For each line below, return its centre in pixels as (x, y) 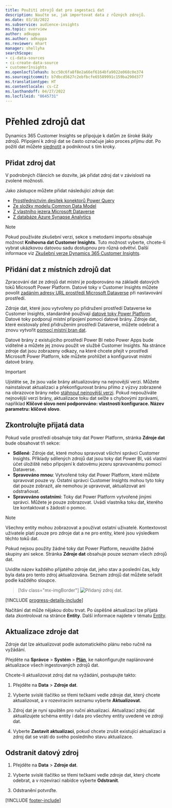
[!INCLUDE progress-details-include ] (44, 600)
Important (16, 372)
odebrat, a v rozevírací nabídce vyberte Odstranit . (66, 781)
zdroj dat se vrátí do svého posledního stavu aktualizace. (73, 737)
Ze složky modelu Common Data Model (54, 206)
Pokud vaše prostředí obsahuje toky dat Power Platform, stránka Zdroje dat (85, 437)
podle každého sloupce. (31, 580)
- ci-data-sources (25, 58)
